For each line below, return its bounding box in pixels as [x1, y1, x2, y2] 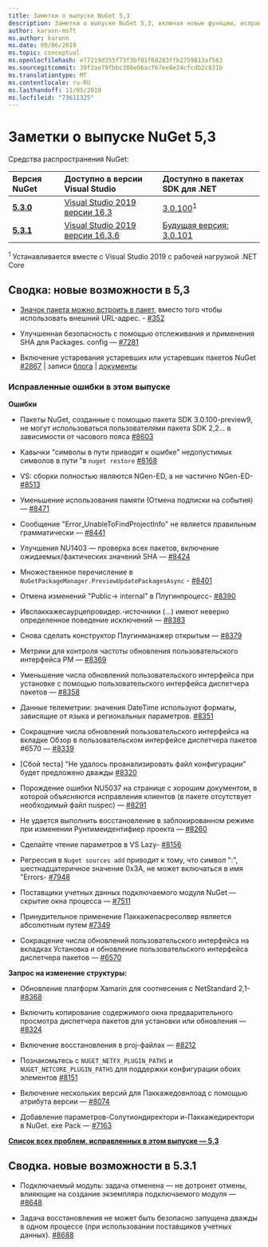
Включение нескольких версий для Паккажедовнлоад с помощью [19, 1088, 248, 1097]
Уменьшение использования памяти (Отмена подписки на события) [19, 495, 254, 505]
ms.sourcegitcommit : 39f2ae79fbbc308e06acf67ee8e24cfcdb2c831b [8, 64, 223, 72]
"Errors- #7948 [19, 872, 70, 881]
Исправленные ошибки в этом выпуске [8, 381, 171, 392]
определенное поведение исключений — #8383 [19, 615, 186, 625]
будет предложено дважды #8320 [19, 767, 137, 777]
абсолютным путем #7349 [19, 920, 111, 929]
